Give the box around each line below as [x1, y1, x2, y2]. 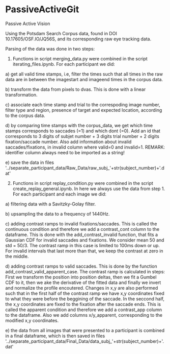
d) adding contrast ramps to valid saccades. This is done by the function [5, 263, 157, 269]
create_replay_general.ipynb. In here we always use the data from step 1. [12, 185, 165, 192]
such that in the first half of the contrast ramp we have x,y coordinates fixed [5, 290, 164, 296]
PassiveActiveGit [5, 4, 79, 15]
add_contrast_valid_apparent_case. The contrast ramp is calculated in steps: [5, 268, 165, 274]
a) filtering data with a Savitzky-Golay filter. [5, 201, 96, 207]
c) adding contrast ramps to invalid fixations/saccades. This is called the [5, 221, 157, 227]
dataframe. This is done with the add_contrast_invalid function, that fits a [5, 231, 158, 238]
